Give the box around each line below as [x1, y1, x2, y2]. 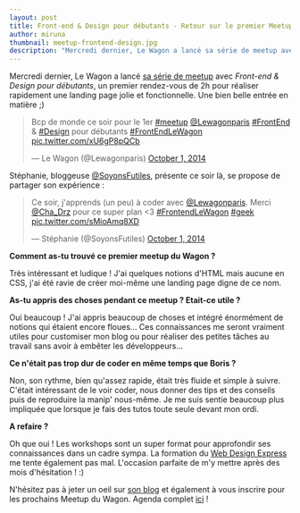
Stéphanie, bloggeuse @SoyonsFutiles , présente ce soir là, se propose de [9, 171, 281, 181]
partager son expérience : [9, 180, 105, 190]
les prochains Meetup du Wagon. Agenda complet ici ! [9, 493, 209, 505]
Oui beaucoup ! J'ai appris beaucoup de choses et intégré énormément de [9, 312, 284, 323]
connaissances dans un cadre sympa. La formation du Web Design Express [9, 448, 287, 458]
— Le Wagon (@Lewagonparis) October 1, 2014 [30, 153, 206, 164]
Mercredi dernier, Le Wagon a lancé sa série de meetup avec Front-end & [9, 71, 279, 81]
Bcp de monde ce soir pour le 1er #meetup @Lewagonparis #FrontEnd [30, 117, 290, 128]
